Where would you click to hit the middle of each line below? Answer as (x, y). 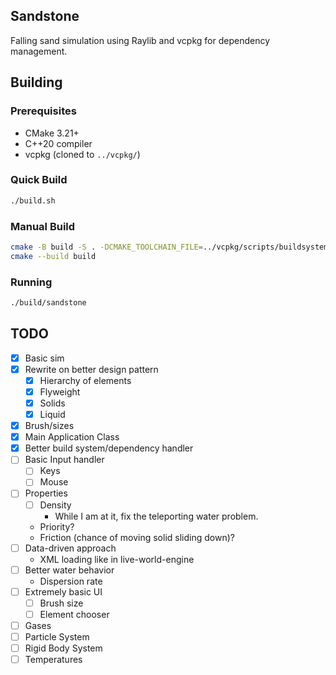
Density (55, 505)
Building (36, 82)
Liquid (52, 415)
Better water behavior (69, 570)
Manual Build (43, 226)
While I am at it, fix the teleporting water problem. (156, 516)
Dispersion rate (71, 581)
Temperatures (53, 660)
